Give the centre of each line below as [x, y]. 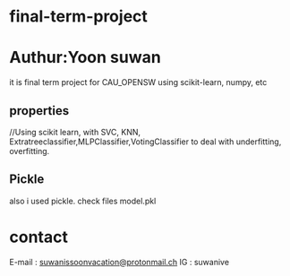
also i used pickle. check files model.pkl [83, 201]
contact [39, 237]
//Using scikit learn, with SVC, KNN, [75, 132]
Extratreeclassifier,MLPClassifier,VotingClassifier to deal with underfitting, [145, 142]
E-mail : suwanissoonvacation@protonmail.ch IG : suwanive [119, 262]
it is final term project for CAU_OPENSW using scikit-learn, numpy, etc [138, 82]
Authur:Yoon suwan [85, 58]
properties [39, 111]
